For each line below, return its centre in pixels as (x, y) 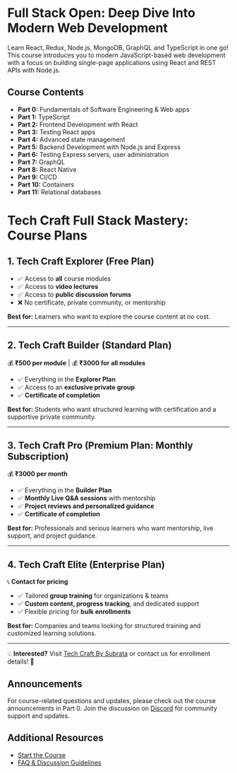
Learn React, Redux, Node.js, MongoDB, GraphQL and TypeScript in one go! (118, 47)
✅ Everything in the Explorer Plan (67, 379)
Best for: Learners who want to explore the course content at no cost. (109, 317)
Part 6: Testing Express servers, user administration (93, 154)
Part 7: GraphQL (41, 162)
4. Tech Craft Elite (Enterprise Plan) (86, 564)
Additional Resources (55, 738)
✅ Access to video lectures (58, 286)
